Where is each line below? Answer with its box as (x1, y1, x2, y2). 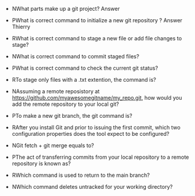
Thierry (11, 23, 31, 30)
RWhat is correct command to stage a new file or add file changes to (11, 35, 182, 41)
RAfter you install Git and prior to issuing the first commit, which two (11, 124, 181, 131)
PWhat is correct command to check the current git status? (11, 64, 158, 72)
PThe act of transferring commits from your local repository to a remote (11, 153, 190, 161)
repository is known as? (11, 160, 71, 167)
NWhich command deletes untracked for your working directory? (11, 183, 173, 190)
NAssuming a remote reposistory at (11, 88, 100, 95)
